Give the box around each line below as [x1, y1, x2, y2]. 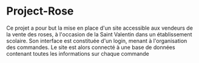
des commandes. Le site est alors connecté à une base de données [6, 44, 175, 51]
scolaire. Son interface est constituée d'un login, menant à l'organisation [6, 37, 187, 44]
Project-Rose [6, 4, 74, 18]
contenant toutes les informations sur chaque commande [6, 50, 150, 57]
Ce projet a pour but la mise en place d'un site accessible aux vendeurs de [6, 24, 193, 31]
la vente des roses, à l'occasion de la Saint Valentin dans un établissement [6, 30, 192, 38]
